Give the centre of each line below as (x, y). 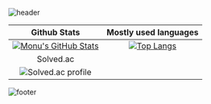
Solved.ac (56, 59)
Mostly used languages (153, 32)
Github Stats (56, 32)
